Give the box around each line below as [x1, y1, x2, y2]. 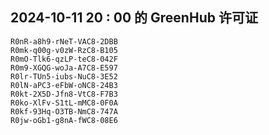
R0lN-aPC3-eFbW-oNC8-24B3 [10, 80, 118, 90]
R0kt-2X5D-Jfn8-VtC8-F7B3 [10, 89, 118, 99]
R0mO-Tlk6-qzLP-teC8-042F [10, 54, 118, 64]
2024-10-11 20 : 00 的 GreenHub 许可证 [10, 9, 258, 27]
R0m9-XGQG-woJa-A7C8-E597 [10, 63, 118, 73]
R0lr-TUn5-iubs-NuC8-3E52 [10, 71, 118, 82]
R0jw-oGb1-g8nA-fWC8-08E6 [10, 115, 118, 125]
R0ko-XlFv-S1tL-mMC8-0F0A [10, 98, 118, 108]
